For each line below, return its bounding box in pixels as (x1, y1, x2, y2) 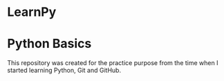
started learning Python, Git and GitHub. (7, 66, 122, 75)
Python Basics (7, 36, 92, 52)
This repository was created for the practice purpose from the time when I (7, 59, 218, 67)
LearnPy (7, 4, 57, 20)
